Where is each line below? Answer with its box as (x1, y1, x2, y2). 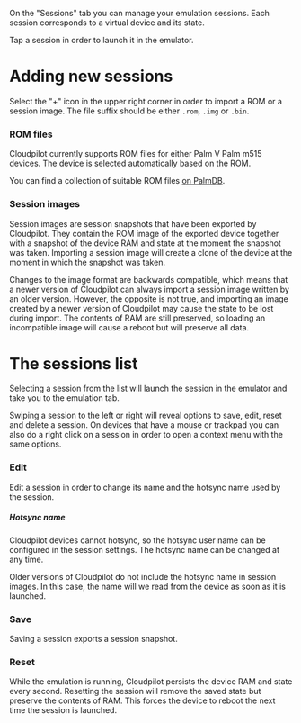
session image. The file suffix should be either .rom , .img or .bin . (9, 105, 250, 116)
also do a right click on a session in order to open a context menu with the (9, 429, 283, 440)
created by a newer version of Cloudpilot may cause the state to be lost (9, 303, 274, 313)
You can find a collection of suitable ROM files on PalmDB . (9, 176, 226, 186)
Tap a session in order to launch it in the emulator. (9, 35, 194, 45)
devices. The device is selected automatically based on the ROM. (9, 158, 252, 169)
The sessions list (9, 353, 138, 374)
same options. (9, 438, 62, 449)
